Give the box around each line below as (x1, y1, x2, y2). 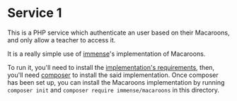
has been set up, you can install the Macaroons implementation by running (7, 78, 225, 86)
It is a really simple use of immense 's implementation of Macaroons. (7, 49, 206, 58)
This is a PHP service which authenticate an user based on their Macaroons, (7, 28, 230, 37)
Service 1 (7, 5, 62, 21)
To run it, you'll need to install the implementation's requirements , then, (7, 63, 214, 71)
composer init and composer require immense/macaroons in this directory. (7, 85, 219, 94)
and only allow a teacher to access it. (7, 35, 116, 44)
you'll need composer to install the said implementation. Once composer (7, 71, 219, 79)
